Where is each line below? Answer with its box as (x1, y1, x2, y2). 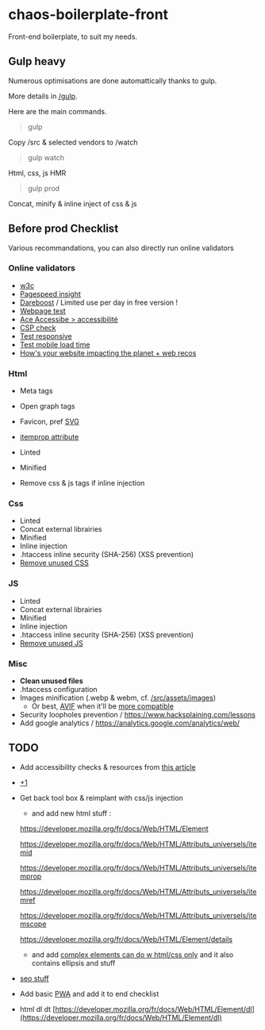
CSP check (19, 323, 57, 332)
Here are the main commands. (8, 106, 107, 116)
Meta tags (19, 386, 53, 396)
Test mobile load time (19, 340, 90, 349)
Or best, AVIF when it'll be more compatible (31, 701, 175, 711)
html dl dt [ (19, 1004, 56, 1013)
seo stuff (19, 974, 49, 983)
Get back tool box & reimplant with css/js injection (19, 793, 184, 802)
